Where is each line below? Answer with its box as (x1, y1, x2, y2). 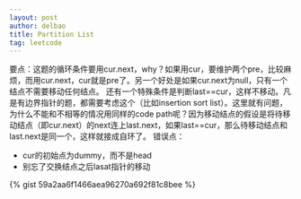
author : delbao (9, 22, 66, 30)
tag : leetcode (9, 38, 63, 48)
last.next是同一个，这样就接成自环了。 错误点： (9, 131, 185, 142)
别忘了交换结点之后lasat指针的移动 (22, 161, 151, 172)
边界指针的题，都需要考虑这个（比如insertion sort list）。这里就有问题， (24, 98, 288, 108)
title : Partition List (9, 30, 94, 39)
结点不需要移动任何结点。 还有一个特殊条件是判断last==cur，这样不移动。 (9, 86, 284, 97)
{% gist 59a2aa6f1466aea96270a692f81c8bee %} (9, 179, 196, 190)
